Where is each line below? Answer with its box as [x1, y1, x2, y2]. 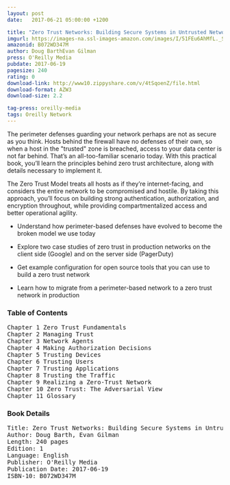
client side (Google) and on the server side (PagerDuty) [16, 249, 174, 258]
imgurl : [7, 35, 29, 42]
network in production [16, 290, 80, 299]
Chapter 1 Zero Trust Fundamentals [7, 323, 127, 332]
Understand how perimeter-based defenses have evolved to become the [16, 222, 222, 230]
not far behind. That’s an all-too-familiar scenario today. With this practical [7, 151, 217, 160]
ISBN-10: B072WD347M [7, 472, 77, 480]
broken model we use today [16, 229, 96, 237]
